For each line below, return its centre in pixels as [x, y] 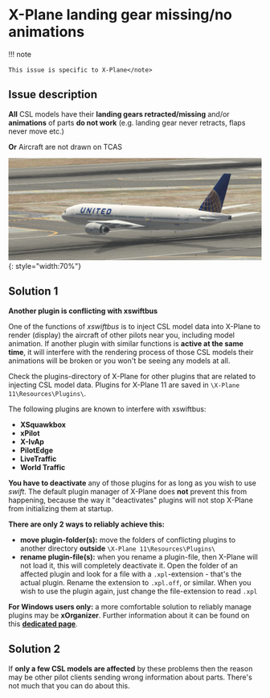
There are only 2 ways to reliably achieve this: [86, 524]
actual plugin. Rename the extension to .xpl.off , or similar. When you [135, 582]
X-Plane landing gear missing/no [121, 15]
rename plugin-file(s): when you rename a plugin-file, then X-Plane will [139, 556]
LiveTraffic [38, 458]
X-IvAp [32, 441]
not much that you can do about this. [69, 685]
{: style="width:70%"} [45, 266]
